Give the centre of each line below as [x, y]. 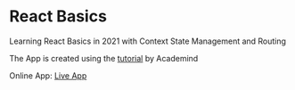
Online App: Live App [48, 75]
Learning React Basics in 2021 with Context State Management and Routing [148, 41]
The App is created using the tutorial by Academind [104, 58]
